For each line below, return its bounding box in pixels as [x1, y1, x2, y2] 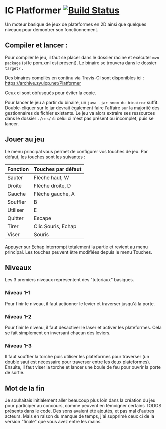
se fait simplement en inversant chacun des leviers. [5, 330, 111, 336]
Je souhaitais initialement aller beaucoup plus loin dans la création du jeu [5, 397, 156, 403]
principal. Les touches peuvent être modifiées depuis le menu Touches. [5, 249, 152, 255]
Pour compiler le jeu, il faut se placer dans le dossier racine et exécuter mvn [5, 54, 159, 60]
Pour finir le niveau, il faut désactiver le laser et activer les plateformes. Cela [5, 324, 162, 330]
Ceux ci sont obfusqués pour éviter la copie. [5, 90, 96, 96]
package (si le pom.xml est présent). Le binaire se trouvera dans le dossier [5, 60, 157, 66]
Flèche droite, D [34, 182, 71, 189]
